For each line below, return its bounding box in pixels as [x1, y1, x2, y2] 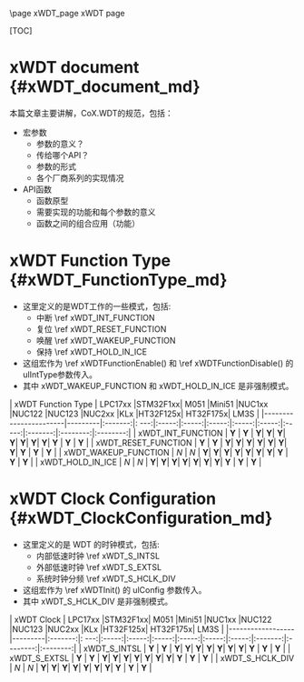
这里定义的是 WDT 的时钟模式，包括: [22, 538, 161, 549]
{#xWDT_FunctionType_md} [9, 270, 228, 290]
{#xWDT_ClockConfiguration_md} [9, 508, 273, 528]
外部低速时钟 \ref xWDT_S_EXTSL [35, 561, 162, 572]
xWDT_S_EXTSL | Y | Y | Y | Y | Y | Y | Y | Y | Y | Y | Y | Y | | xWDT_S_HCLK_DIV [9, 652, 295, 663]
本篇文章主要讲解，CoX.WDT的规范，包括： [9, 107, 174, 118]
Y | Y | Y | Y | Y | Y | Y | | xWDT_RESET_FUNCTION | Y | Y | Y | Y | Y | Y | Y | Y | [9, 436, 288, 448]
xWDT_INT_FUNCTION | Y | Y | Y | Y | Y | [137, 427, 286, 438]
